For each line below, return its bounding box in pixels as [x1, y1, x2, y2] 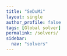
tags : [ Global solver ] [6, 24, 61, 31]
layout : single [6, 14, 43, 20]
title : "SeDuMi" [6, 8, 45, 15]
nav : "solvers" [11, 41, 48, 47]
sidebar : [6, 36, 27, 41]
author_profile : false [6, 19, 61, 25]
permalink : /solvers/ [6, 30, 59, 36]
